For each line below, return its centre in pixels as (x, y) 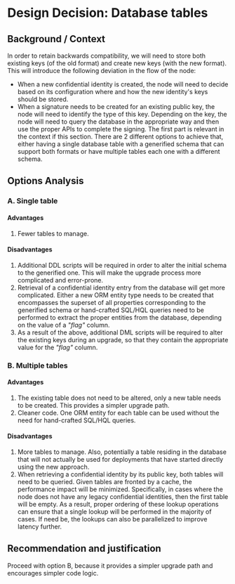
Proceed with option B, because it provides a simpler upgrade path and (110, 565)
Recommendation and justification (84, 549)
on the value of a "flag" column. (63, 325)
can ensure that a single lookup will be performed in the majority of (114, 512)
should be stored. (43, 99)
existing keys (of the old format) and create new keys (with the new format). (117, 63)
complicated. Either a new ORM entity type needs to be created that (115, 295)
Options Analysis (46, 181)
